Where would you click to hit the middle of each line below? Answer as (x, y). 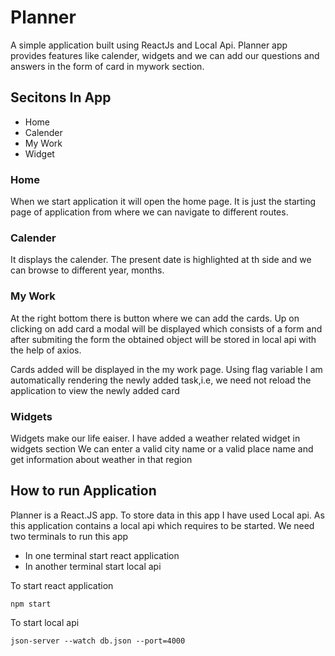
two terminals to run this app (69, 536)
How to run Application (83, 491)
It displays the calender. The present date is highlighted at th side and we (161, 260)
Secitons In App (61, 97)
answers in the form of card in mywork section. (107, 66)
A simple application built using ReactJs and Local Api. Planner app (149, 45)
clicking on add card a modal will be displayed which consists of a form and (166, 328)
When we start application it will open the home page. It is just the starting (163, 202)
